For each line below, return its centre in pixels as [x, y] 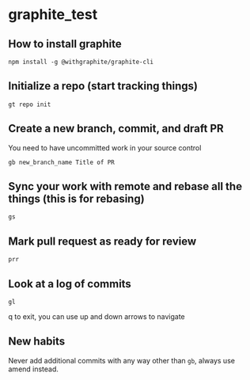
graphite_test [53, 15]
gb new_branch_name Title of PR [61, 162]
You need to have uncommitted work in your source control [105, 147]
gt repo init [30, 104]
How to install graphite [65, 44]
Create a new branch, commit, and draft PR [116, 129]
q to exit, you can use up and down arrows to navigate [97, 317]
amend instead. [34, 369]
